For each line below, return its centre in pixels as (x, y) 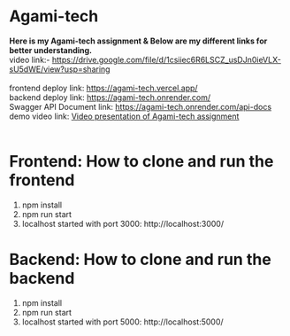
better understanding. (51, 50)
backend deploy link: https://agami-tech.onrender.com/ (110, 97)
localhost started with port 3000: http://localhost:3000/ (122, 223)
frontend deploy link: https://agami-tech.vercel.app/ (103, 88)
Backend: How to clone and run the (140, 260)
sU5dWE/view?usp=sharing (60, 69)
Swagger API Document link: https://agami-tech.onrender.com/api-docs (141, 106)
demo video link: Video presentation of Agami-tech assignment (124, 116)
